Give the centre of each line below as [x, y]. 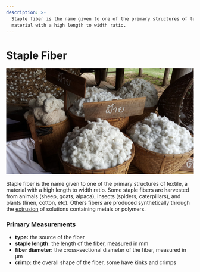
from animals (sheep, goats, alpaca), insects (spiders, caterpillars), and [93, 196]
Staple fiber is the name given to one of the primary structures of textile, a [97, 183]
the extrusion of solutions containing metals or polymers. [76, 209]
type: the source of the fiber [50, 237]
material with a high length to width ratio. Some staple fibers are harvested [98, 190]
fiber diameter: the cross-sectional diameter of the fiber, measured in [100, 250]
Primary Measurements [41, 224]
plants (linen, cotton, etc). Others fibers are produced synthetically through [98, 202]
